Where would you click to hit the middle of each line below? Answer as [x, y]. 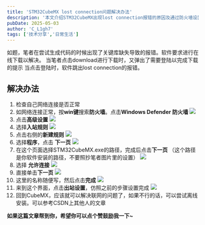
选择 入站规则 [32, 127]
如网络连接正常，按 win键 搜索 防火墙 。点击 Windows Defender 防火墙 [102, 112]
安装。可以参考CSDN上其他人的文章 [61, 203]
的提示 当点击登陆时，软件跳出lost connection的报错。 [75, 68]
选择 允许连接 [33, 165]
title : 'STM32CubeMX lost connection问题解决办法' [70, 12]
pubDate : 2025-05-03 [33, 23]
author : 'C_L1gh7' [30, 29]
